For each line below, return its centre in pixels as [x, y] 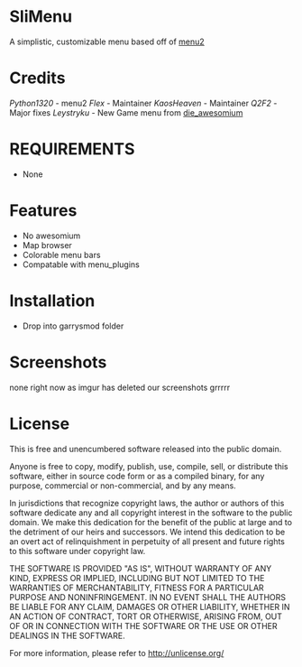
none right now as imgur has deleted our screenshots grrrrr [120, 387]
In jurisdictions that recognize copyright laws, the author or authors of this [147, 503]
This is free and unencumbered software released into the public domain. [146, 449]
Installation [52, 301]
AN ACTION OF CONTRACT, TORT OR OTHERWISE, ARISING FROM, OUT [146, 616]
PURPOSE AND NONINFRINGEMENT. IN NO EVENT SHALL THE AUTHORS [148, 597]
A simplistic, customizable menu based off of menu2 [107, 42]
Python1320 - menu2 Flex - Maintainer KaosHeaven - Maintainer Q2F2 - [143, 103]
